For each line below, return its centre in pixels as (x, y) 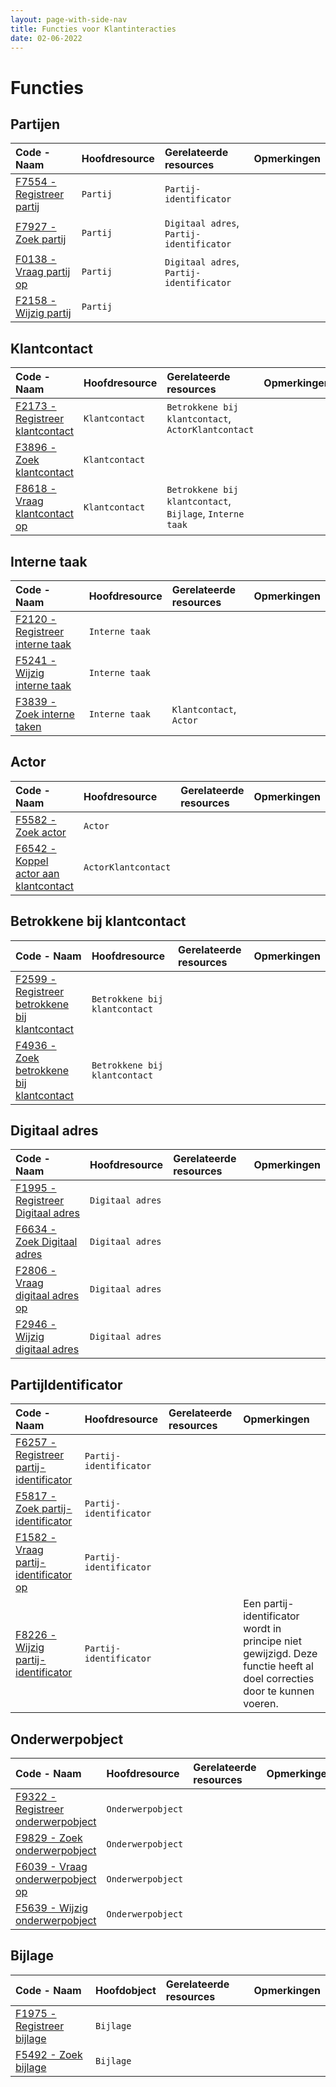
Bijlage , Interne (205, 514)
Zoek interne (45, 714)
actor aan (37, 873)
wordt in (262, 1629)
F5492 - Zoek (49, 2054)
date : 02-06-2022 (46, 38)
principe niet (272, 1641)
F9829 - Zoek (49, 1838)
